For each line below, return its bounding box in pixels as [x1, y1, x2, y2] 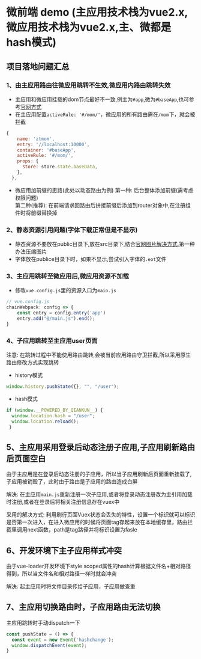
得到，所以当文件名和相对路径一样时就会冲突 [6, 570, 117, 577]
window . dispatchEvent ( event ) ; [11, 642, 87, 648]
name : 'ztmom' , [17, 136, 55, 142]
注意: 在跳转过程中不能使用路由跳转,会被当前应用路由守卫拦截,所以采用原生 [6, 351, 191, 358]
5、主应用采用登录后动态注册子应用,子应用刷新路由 [6, 442, 196, 452]
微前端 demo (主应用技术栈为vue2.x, [6, 5, 188, 19]
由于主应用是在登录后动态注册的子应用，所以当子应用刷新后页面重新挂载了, [6, 470, 192, 478]
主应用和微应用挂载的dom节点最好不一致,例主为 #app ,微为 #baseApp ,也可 [14, 96, 190, 103]
